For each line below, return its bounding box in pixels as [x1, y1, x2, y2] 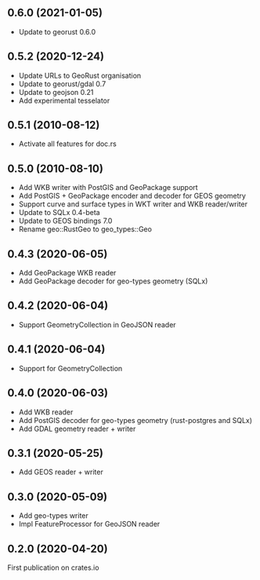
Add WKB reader [18, 407, 74, 417]
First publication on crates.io [7, 563, 99, 572]
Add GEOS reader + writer [18, 467, 103, 477]
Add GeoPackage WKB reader [18, 268, 117, 278]
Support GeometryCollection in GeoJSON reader [18, 319, 177, 329]
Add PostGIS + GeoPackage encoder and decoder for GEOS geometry [18, 192, 246, 201]
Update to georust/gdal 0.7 [18, 78, 107, 89]
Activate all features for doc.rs [18, 139, 117, 148]
